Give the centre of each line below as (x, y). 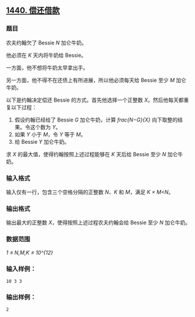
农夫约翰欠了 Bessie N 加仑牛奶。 (47, 42)
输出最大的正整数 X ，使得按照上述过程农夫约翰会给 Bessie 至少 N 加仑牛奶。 (98, 222)
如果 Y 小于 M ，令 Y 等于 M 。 (50, 134)
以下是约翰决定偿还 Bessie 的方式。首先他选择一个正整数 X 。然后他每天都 (95, 100)
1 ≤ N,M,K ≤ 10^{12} (30, 252)
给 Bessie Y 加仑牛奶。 (42, 141)
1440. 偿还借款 (33, 11)
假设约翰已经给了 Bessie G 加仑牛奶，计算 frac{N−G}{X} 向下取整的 (96, 120)
